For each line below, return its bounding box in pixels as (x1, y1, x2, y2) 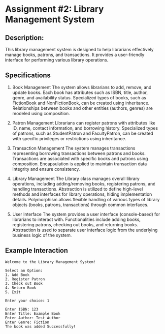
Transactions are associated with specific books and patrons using (12, 155, 148, 161)
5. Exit (5, 289, 21, 295)
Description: (5, 33, 44, 42)
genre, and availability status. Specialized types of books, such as (12, 94, 146, 100)
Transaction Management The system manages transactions (12, 145, 135, 151)
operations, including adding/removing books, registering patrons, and (12, 181, 156, 186)
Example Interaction (5, 246, 68, 255)
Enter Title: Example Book (5, 311, 61, 316)
